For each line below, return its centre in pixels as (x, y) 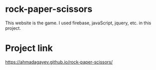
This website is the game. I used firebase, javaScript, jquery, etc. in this (78, 23)
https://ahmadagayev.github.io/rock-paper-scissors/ (59, 62)
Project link (29, 48)
